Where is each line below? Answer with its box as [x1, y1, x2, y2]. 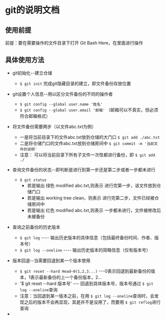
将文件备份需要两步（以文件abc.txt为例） [12, 124, 97, 129]
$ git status [19, 177, 47, 183]
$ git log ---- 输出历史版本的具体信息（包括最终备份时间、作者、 [19, 234, 155, 241]
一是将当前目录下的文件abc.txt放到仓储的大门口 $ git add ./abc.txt [19, 134, 160, 140]
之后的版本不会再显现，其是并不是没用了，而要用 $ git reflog [24, 299, 152, 305]
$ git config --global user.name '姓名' [19, 102, 103, 107]
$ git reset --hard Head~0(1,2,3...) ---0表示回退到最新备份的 [19, 268, 151, 274]
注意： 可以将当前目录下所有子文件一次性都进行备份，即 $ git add [19, 152, 155, 158]
